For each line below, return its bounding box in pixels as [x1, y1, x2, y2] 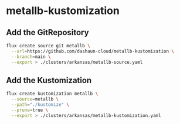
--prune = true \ [11, 107, 49, 113]
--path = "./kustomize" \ [11, 102, 69, 108]
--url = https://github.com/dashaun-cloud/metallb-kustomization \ [11, 48, 175, 54]
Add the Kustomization [6, 75, 92, 85]
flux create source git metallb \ [6, 43, 91, 49]
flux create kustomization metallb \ [6, 91, 99, 97]
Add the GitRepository [6, 27, 89, 37]
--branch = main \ [11, 54, 51, 60]
